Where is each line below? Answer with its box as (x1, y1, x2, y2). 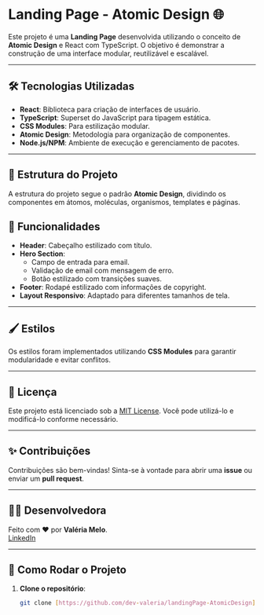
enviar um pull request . (8, 474, 85, 483)
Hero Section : (19, 249, 65, 258)
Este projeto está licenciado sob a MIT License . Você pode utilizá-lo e (8, 406, 234, 415)
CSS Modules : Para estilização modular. (19, 121, 151, 130)
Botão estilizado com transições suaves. (31, 274, 163, 284)
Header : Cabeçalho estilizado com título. (19, 241, 152, 251)
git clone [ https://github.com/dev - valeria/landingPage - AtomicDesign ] (19, 599, 256, 607)
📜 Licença (8, 385, 57, 398)
